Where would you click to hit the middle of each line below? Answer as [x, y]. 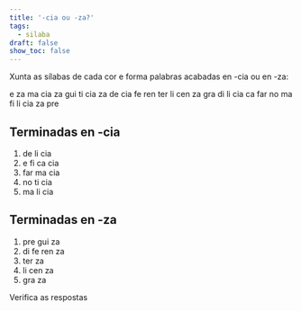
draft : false [34, 43]
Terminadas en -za [63, 220]
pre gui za [41, 241]
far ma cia [41, 173]
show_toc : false [40, 51]
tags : [19, 26]
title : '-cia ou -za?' [52, 18]
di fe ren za [43, 251]
